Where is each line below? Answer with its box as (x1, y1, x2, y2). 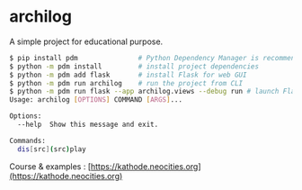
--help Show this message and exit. (17, 120, 159, 130)
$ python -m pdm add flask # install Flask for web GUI (9, 70, 247, 79)
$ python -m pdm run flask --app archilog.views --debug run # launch (9, 87, 280, 96)
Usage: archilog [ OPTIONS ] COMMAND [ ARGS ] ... (9, 95, 182, 104)
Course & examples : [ (9, 160, 92, 172)
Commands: (9, 136, 47, 145)
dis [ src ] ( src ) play (17, 144, 87, 154)
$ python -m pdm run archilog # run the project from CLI (9, 78, 244, 87)
